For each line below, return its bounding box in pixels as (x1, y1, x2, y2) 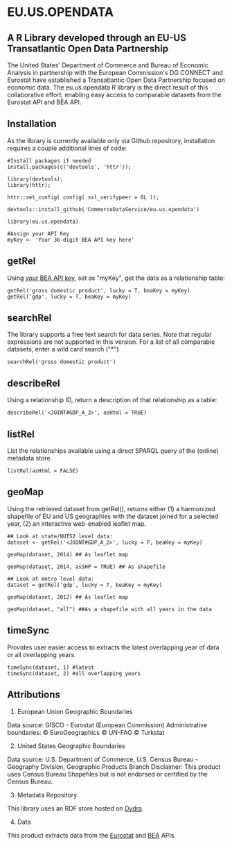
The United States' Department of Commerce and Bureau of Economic (7, 61, 209, 69)
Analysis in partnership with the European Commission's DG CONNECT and (7, 69, 224, 76)
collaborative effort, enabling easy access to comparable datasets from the (7, 91, 222, 99)
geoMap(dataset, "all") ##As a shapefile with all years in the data (7, 606, 213, 613)
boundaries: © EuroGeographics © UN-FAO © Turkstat (7, 728, 165, 736)
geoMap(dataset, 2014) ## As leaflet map (7, 551, 129, 558)
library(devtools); (7, 175, 64, 183)
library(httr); (7, 181, 51, 188)
